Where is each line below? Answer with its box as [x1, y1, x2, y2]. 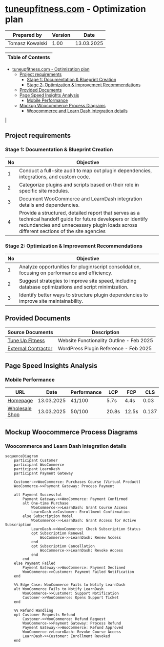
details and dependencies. [19, 201, 80, 208]
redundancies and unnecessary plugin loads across [19, 221, 138, 228]
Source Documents [7, 329, 54, 335]
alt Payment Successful [14, 492, 62, 498]
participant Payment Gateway [14, 471, 73, 476]
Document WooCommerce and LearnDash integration [19, 195, 143, 202]
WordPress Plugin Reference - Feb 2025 [58, 345, 152, 352]
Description [91, 329, 120, 335]
